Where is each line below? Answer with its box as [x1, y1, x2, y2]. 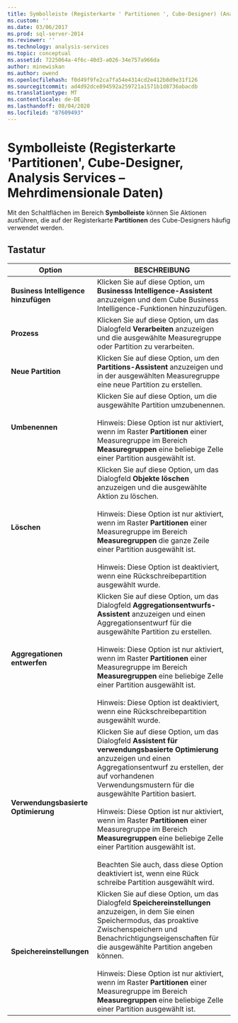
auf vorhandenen [96, 771, 154, 781]
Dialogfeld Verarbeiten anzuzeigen [96, 324, 215, 334]
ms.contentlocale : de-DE [7, 96, 81, 103]
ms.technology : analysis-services [7, 43, 110, 50]
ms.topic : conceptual [7, 50, 72, 57]
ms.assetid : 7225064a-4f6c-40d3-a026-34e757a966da [7, 57, 160, 64]
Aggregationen [11, 649, 63, 659]
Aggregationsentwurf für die [96, 618, 192, 628]
